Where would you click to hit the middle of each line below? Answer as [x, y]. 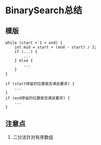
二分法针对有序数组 [33, 137]
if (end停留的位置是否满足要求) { [38, 98]
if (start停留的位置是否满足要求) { [40, 84]
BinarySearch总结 [44, 10]
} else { [24, 61]
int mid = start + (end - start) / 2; [56, 47]
